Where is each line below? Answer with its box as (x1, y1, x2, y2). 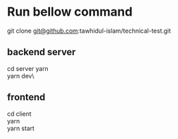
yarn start (7, 124, 35, 132)
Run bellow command (7, 4, 133, 20)
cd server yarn (7, 64, 49, 72)
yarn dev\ (7, 72, 34, 80)
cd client (7, 110, 32, 118)
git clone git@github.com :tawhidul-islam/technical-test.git (7, 27, 171, 35)
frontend (7, 91, 46, 103)
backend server (7, 46, 76, 58)
